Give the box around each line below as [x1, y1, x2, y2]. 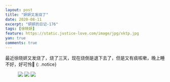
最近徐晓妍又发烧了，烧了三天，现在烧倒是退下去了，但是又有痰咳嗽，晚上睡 [5, 55, 165, 61]
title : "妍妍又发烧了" [5, 12, 49, 17]
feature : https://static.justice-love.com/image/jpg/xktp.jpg [5, 31, 139, 36]
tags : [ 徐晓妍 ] [5, 26, 35, 31]
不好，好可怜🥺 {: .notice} [5, 61, 57, 67]
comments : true [5, 40, 37, 46]
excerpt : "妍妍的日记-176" [5, 21, 58, 27]
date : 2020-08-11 [5, 17, 42, 22]
